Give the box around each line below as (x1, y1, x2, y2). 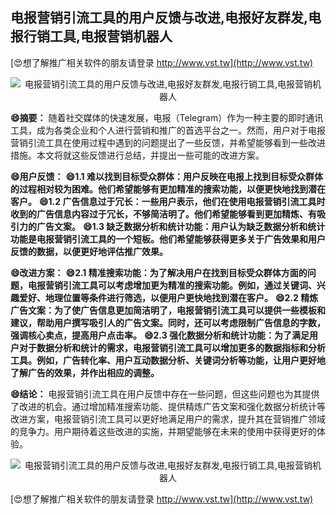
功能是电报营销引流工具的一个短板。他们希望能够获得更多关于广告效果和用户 (10, 233, 326, 245)
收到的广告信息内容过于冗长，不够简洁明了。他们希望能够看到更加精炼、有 (10, 208, 317, 220)
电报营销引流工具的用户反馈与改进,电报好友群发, (10, 9, 309, 27)
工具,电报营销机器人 (49, 28, 173, 45)
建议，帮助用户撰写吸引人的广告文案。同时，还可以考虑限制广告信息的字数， (10, 316, 326, 328)
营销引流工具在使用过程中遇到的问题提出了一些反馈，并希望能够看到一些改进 (10, 136, 326, 148)
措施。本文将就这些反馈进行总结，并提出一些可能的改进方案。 (10, 149, 265, 161)
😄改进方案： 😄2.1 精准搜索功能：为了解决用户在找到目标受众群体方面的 (10, 266, 308, 278)
